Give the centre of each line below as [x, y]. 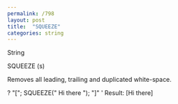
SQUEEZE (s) [26, 66]
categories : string [36, 33]
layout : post [26, 20]
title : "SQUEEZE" [34, 26]
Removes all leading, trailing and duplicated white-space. [90, 80]
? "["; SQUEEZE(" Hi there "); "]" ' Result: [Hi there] [80, 93]
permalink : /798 [31, 14]
